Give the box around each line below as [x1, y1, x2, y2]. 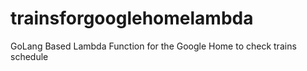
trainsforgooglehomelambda [10, 7, 254, 30]
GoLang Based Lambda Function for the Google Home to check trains [10, 40, 297, 52]
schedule [10, 50, 49, 62]
